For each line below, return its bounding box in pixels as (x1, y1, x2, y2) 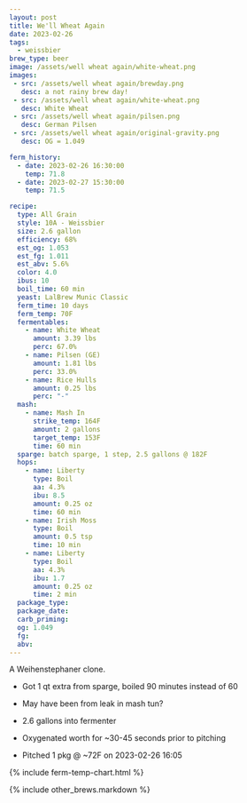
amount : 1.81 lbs (32, 359, 97, 368)
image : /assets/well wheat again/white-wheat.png (9, 63, 197, 72)
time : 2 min (32, 590, 77, 600)
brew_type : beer (9, 54, 69, 63)
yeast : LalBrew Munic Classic (17, 292, 128, 302)
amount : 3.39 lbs (32, 334, 97, 343)
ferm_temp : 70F (17, 309, 73, 318)
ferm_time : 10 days (17, 301, 89, 310)
